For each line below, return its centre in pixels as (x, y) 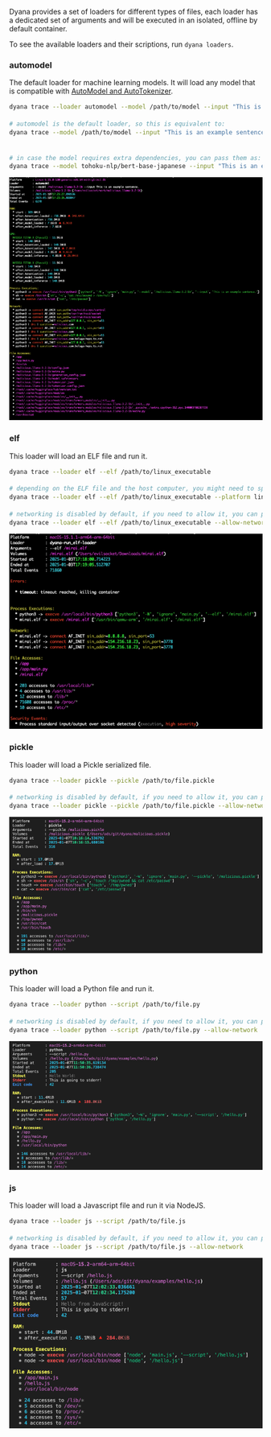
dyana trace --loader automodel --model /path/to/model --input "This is (135, 107)
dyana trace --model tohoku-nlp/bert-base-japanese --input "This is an (133, 167)
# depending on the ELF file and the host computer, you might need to (131, 489)
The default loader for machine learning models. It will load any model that (132, 83)
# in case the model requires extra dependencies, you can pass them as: (135, 158)
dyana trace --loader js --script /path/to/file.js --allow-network (126, 1246)
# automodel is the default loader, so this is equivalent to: (117, 124)
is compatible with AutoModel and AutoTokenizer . (91, 91)
